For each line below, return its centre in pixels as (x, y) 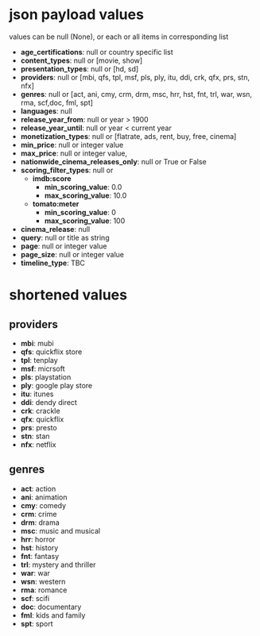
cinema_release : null (55, 229)
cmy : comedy (43, 505)
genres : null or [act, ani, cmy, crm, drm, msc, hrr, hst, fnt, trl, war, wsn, (136, 94)
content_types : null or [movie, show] (81, 60)
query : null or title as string (65, 237)
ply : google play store (56, 385)
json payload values (76, 15)
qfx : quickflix (42, 419)
